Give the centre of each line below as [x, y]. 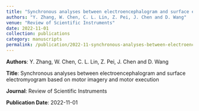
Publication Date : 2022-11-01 [42, 102]
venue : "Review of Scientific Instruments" [61, 23]
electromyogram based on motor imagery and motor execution [83, 79]
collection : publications [38, 34]
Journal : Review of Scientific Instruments [57, 91]
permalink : [20, 45]
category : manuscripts [34, 39]
